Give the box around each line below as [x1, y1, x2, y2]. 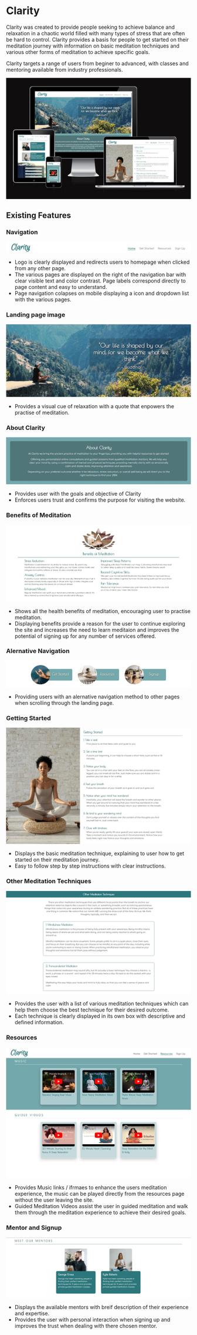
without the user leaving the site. [14, 1196, 94, 1203]
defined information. [14, 1019, 64, 1026]
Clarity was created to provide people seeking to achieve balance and [6, 23, 175, 31]
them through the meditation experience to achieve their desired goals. [14, 1209, 186, 1216]
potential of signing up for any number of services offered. [14, 633, 157, 640]
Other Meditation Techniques [6, 877, 92, 885]
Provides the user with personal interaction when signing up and [14, 1316, 171, 1323]
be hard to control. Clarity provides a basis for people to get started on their [6, 36, 189, 43]
